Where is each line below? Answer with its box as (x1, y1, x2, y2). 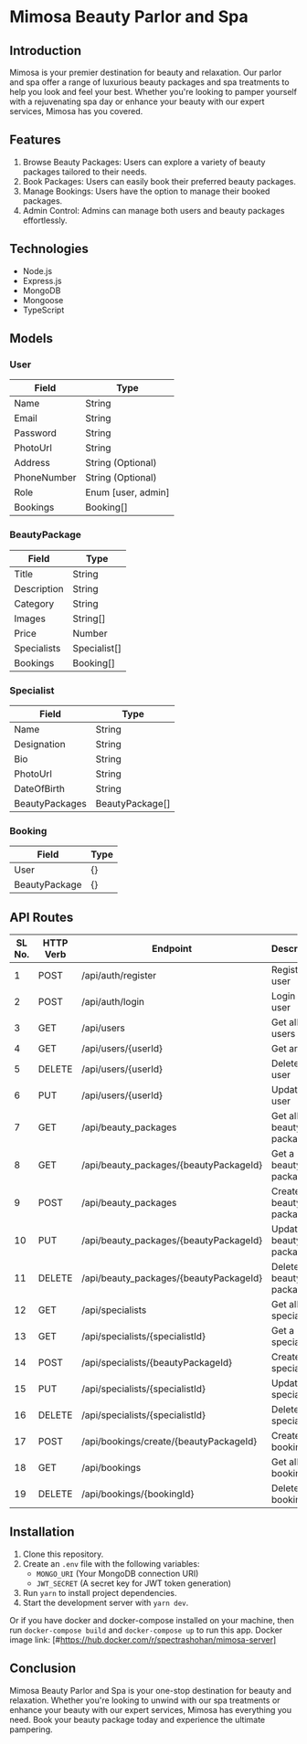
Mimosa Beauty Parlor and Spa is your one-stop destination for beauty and (9, 1685, 292, 1696)
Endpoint (152, 943, 193, 956)
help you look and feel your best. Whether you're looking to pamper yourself (9, 87, 297, 97)
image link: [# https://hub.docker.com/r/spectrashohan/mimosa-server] (9, 1633, 277, 1645)
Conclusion (9, 1661, 77, 1676)
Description (14, 582, 64, 595)
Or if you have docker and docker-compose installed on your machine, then (9, 1614, 294, 1625)
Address (14, 457, 50, 470)
